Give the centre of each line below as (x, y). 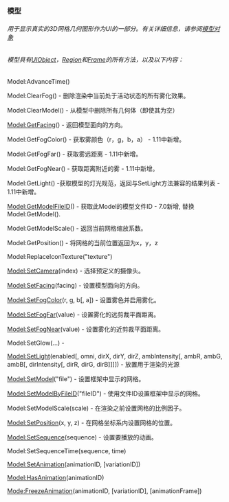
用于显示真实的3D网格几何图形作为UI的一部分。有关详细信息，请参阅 (105, 28)
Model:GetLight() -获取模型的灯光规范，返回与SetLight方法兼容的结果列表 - (113, 183)
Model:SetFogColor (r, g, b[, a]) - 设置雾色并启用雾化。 (84, 299)
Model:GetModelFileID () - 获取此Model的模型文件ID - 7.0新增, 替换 (101, 206)
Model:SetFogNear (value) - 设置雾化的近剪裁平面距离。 (86, 329)
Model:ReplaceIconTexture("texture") (60, 256)
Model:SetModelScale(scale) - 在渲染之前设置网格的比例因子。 (96, 408)
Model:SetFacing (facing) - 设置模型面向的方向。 (75, 285)
